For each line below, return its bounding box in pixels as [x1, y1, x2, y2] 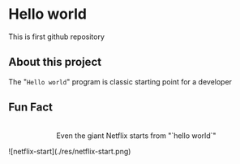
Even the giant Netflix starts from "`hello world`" [56, 131, 216, 140]
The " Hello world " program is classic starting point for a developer [8, 76, 233, 86]
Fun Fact [8, 101, 53, 114]
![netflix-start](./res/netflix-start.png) [8, 146, 131, 156]
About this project [8, 55, 102, 69]
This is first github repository [8, 32, 105, 41]
